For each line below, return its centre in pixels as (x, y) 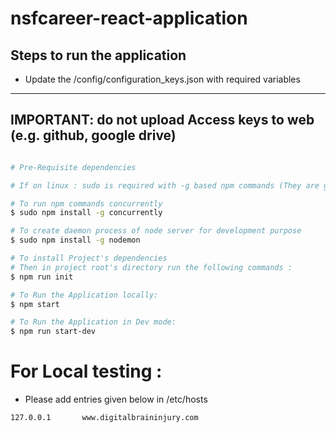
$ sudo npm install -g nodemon (75, 240)
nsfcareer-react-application (129, 18)
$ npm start (35, 304)
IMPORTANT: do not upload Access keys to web (162, 120)
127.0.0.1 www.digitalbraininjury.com (104, 418)
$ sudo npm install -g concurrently (86, 213)
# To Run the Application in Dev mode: (93, 322)
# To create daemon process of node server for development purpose (156, 231)
